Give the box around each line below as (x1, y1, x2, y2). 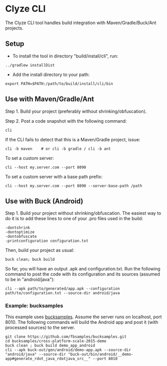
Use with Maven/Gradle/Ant (5, 95, 94, 104)
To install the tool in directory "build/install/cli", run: (12, 53, 118, 59)
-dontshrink (5, 225, 30, 230)
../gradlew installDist (5, 62, 55, 68)
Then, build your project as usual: (5, 247, 74, 253)
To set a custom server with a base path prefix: (5, 173, 103, 179)
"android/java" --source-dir (5, 351, 66, 357)
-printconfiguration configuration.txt (5, 238, 89, 244)
